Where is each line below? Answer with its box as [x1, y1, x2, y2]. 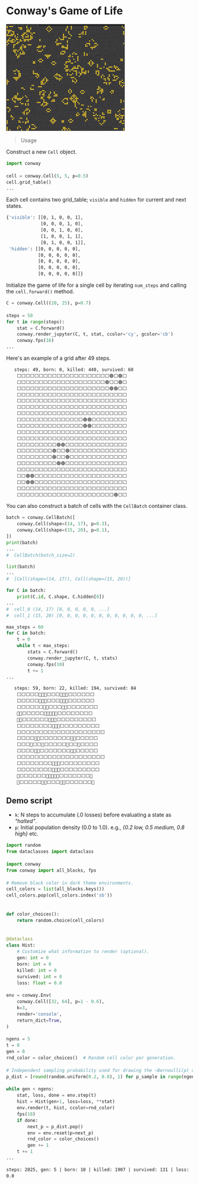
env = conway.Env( [6, 993, 52, 999]
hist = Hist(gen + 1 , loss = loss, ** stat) [17, 1099, 115, 1105]
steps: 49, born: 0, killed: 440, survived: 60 [14, 367, 134, 373]
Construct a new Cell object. [6, 148, 77, 155]
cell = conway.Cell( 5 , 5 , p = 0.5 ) [6, 173, 89, 179]
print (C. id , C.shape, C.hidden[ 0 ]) [17, 594, 105, 600]
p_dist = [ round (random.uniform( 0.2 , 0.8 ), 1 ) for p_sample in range [6, 1074, 182, 1080]
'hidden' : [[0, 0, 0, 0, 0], [8, 246, 81, 252]
